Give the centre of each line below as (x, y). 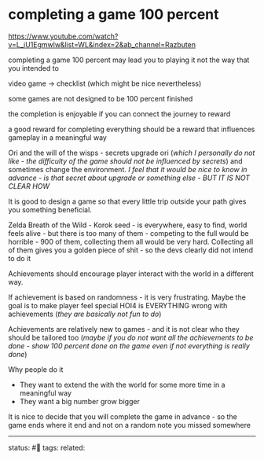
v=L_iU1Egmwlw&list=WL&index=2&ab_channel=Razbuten (102, 44)
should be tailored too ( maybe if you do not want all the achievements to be (131, 337)
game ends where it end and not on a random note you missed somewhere (130, 425)
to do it (20, 258)
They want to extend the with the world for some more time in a (122, 385)
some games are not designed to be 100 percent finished (101, 98)
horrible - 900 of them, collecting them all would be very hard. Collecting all (131, 241)
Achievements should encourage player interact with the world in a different (131, 274)
